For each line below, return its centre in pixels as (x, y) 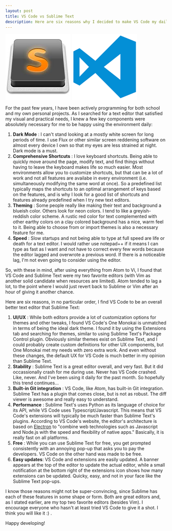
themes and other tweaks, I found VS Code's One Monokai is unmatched (89, 323)
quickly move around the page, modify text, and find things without (83, 162)
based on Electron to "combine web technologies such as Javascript (85, 427)
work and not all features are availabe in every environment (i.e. (80, 178)
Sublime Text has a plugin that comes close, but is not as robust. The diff (90, 394)
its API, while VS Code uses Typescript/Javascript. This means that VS (87, 410)
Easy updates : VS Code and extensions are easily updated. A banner (86, 459)
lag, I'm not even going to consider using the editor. (67, 260)
